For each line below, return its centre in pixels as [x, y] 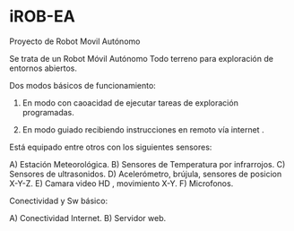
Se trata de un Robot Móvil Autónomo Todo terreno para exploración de [141, 58]
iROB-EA [43, 17]
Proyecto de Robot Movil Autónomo [75, 41]
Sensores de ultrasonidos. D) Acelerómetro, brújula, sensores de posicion [146, 174]
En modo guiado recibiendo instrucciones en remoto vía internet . [143, 129]
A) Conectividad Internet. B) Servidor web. [88, 218]
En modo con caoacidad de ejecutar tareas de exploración [130, 103]
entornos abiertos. [43, 68]
